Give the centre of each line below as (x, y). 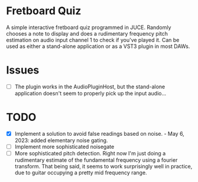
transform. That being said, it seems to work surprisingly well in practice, (103, 167)
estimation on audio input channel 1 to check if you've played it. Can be (93, 40)
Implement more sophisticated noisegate (64, 146)
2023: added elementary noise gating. (61, 140)
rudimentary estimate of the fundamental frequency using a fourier (96, 160)
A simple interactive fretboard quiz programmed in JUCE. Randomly (89, 27)
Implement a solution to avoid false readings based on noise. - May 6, (99, 133)
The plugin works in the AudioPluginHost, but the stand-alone (90, 87)
